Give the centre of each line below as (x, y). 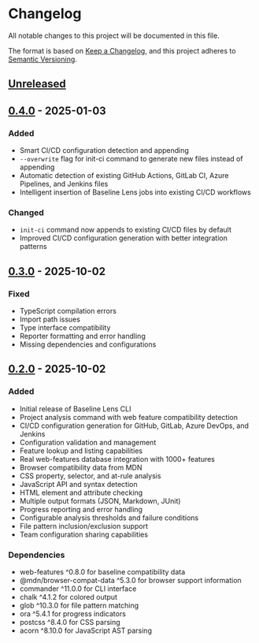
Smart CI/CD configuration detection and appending (104, 151)
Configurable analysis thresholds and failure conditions (109, 518)
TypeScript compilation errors (68, 311)
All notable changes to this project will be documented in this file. (114, 35)
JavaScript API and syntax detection (78, 484)
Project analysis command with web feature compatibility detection (129, 417)
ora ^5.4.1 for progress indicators (72, 613)
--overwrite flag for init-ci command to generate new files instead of (131, 159)
